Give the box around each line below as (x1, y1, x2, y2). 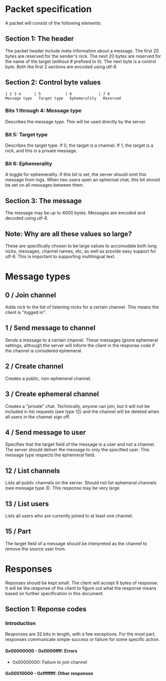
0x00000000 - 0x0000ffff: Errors (5, 648, 78, 654)
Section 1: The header (5, 34, 74, 43)
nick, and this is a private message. (5, 148, 78, 154)
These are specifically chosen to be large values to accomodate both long (5, 243, 157, 249)
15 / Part (5, 527, 31, 536)
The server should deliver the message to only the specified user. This (5, 447, 150, 453)
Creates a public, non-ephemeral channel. (5, 375, 92, 381)
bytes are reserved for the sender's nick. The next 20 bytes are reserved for (5, 53, 162, 59)
